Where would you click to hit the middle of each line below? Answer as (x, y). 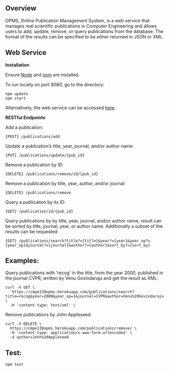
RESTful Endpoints (25, 117)
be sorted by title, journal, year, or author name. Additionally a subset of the (84, 226)
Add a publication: (24, 127)
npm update (17, 94)
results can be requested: (32, 231)
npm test (14, 364)
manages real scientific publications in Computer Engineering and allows (81, 26)
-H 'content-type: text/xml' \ (43, 305)
